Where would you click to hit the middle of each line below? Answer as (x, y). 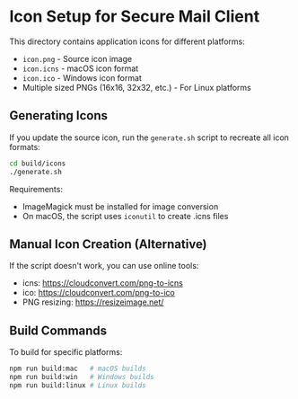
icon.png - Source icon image (77, 58)
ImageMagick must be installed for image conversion (120, 206)
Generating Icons (58, 115)
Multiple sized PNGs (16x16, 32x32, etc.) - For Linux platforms (136, 87)
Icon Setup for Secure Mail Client (135, 17)
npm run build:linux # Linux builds (78, 385)
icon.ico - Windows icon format (82, 77)
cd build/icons (38, 164)
